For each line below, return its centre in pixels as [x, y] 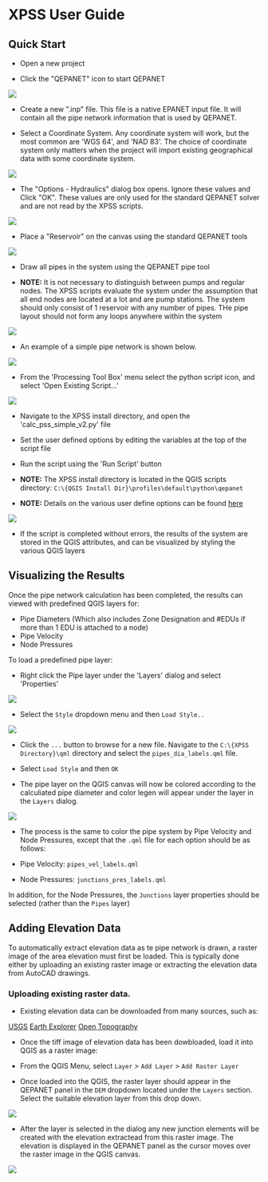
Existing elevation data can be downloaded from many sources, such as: [139, 1010]
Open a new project [52, 63]
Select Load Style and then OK [69, 769]
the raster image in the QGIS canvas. [80, 1154]
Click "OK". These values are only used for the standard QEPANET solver [140, 198]
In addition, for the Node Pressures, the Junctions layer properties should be [134, 895]
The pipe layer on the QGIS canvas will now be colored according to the [138, 784]
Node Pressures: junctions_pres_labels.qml [93, 879]
